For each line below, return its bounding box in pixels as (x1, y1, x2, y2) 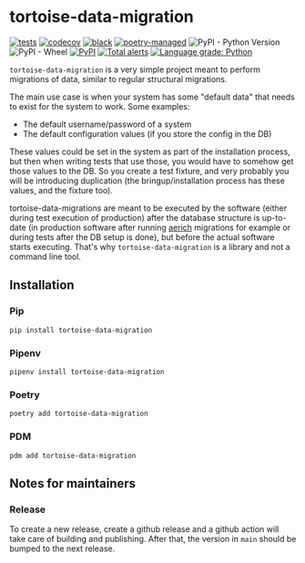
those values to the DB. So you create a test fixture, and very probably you (9, 165, 290, 176)
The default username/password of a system (22, 119, 192, 130)
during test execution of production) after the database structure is (9, 212, 260, 223)
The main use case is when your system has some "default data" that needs (9, 91, 296, 102)
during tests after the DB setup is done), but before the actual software (9, 231, 275, 243)
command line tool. (9, 251, 82, 262)
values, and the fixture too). (9, 184, 114, 195)
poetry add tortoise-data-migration (9, 409, 148, 419)
